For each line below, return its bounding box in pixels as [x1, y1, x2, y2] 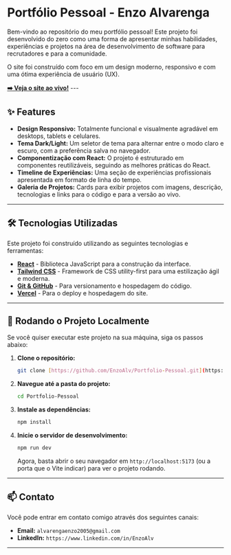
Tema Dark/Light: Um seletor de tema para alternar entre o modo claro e [16, 139, 224, 147]
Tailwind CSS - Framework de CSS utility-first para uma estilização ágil [16, 267, 219, 275]
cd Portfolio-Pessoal [16, 393, 79, 400]
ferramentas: [7, 246, 44, 255]
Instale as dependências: [16, 405, 91, 414]
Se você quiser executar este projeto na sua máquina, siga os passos [7, 333, 203, 341]
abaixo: [7, 341, 28, 349]
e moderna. [16, 274, 50, 282]
